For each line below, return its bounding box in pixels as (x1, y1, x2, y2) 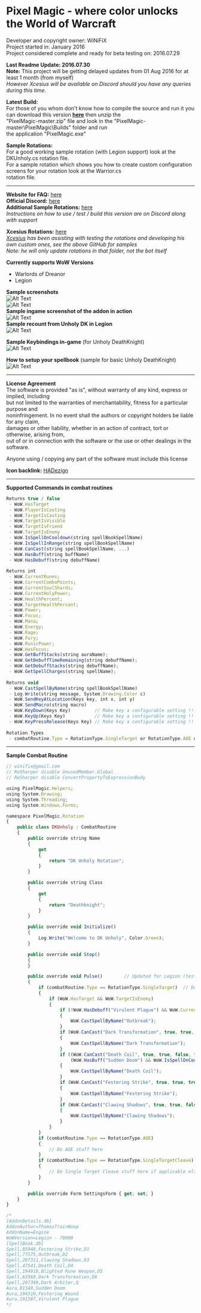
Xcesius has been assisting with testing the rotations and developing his (6, 234, 185, 241)
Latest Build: (6, 98, 38, 106)
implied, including (6, 392, 50, 399)
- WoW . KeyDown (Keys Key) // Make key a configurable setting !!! (8, 708, 197, 714)
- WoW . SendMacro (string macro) (8, 702, 87, 708)
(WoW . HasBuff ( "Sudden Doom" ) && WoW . (70, 1057, 165, 1063)
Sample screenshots (6, 288, 59, 295)
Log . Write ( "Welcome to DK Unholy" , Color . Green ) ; (38, 935, 165, 941)
